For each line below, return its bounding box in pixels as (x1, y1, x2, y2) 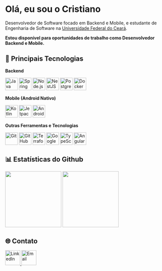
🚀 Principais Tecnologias (5, 55, 84, 63)
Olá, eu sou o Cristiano (5, 3, 101, 15)
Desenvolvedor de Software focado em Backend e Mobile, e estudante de (5, 20, 157, 26)
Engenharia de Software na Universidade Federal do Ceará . (5, 25, 128, 31)
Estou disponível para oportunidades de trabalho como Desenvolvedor (5, 35, 155, 41)
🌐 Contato (5, 237, 38, 245)
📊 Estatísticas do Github (5, 155, 84, 164)
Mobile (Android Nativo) (5, 95, 56, 101)
